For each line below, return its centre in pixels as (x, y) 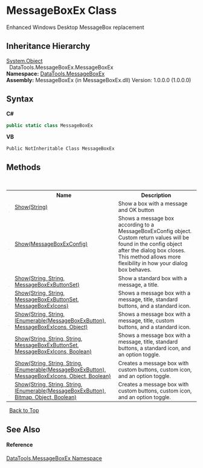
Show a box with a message (153, 204)
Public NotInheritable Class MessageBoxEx (60, 149)
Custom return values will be (153, 238)
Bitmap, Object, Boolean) (46, 397)
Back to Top (24, 411)
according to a (136, 225)
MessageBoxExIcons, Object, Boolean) (63, 376)
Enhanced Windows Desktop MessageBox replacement (75, 27)
